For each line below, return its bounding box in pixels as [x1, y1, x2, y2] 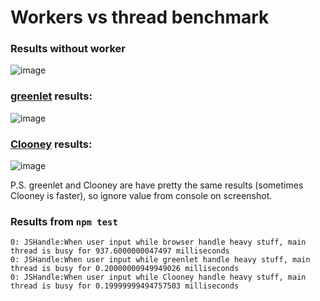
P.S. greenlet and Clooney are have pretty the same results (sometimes [10, 179, 304, 191]
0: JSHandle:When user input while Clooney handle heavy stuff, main [10, 272, 307, 283]
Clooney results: [10, 137, 93, 151]
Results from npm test [10, 215, 118, 228]
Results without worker [10, 42, 127, 56]
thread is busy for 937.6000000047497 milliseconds [10, 246, 230, 256]
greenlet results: [10, 89, 93, 103]
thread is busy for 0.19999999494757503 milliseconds [10, 281, 240, 291]
